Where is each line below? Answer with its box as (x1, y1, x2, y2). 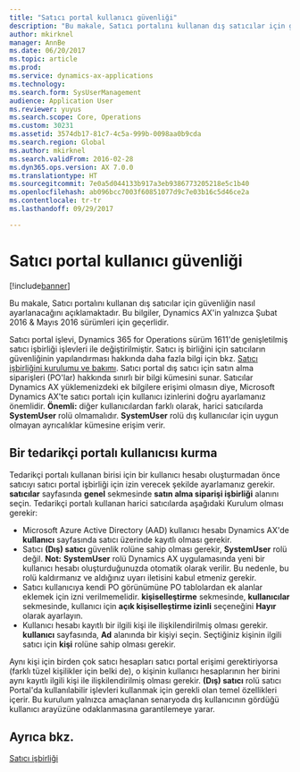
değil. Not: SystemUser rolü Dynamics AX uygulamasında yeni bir (21, 553, 265, 564)
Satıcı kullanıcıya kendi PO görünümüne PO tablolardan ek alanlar (21, 581, 263, 592)
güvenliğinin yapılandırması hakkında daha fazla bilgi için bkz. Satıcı (9, 352, 259, 363)
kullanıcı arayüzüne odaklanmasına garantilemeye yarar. (9, 703, 216, 714)
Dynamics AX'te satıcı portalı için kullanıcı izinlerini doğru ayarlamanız (9, 391, 266, 402)
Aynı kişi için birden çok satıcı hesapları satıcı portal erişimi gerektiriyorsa (9, 656, 279, 666)
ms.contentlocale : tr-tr (9, 196, 102, 206)
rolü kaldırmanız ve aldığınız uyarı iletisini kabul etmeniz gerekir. (21, 572, 257, 582)
